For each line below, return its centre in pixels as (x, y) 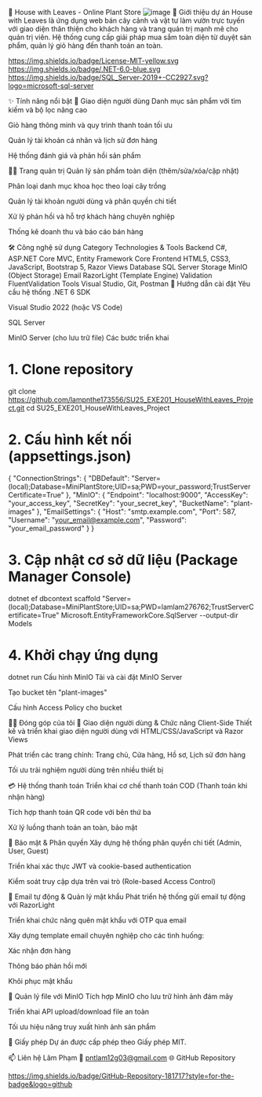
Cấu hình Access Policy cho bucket (65, 707)
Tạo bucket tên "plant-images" (58, 692)
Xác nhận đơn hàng (40, 950)
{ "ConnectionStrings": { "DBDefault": (69, 478)
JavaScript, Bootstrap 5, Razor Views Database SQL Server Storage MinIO (128, 267)
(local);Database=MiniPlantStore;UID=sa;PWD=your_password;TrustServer (129, 486)
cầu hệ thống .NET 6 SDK (49, 292)
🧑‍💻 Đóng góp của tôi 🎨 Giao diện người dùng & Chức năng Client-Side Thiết (130, 722)
